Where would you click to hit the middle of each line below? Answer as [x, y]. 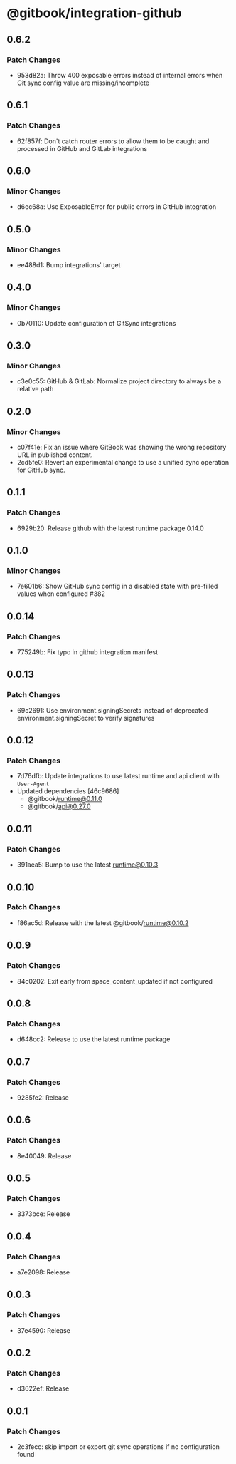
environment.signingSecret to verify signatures [86, 718]
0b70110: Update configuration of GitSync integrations [96, 323]
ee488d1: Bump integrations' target [69, 264]
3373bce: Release [43, 1214]
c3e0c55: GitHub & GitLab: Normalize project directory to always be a [119, 381]
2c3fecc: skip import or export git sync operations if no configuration [118, 1447]
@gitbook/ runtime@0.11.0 [65, 799]
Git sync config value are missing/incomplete [83, 83]
